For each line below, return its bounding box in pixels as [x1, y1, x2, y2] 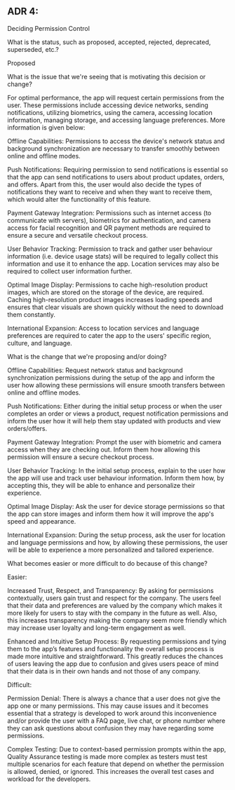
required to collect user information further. [7, 266, 133, 275]
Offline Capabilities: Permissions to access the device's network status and [7, 137, 225, 145]
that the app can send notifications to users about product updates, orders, [7, 172, 225, 181]
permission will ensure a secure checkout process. [7, 452, 154, 461]
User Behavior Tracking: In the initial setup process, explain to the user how [7, 466, 226, 475]
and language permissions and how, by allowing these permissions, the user [7, 538, 228, 546]
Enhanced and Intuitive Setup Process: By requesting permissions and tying [7, 637, 227, 646]
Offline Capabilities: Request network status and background [7, 366, 184, 374]
